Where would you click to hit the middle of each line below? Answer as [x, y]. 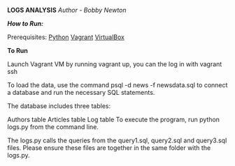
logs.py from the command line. [53, 127]
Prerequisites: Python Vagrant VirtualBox [66, 37]
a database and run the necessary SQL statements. [81, 92]
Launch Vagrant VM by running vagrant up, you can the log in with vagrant [115, 64]
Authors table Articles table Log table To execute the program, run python [114, 119]
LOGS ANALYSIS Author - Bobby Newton [67, 10]
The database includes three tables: [59, 106]
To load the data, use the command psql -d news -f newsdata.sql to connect [117, 85]
